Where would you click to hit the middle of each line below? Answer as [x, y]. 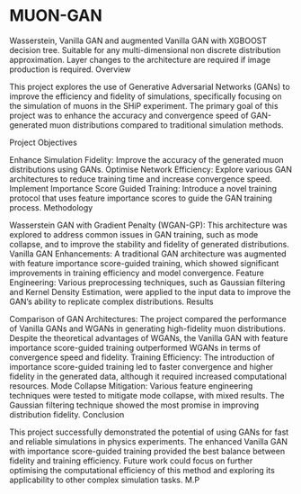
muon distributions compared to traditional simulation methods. [167, 125]
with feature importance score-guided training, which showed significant [144, 263]
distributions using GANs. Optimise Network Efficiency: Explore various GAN [151, 169]
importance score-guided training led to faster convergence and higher [142, 366]
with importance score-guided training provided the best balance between [147, 451]
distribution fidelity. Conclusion [67, 414]
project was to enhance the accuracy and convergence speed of [129, 115]
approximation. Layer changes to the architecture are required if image [140, 59]
